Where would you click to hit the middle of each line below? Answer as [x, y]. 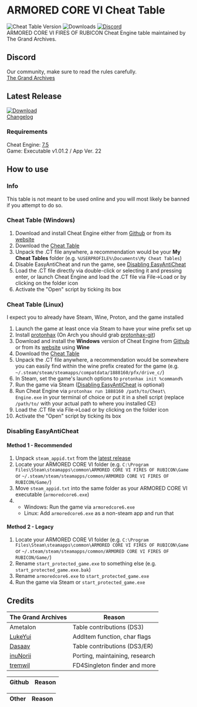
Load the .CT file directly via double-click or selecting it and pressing [98, 270]
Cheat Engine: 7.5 [28, 144]
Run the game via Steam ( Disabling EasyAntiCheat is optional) [90, 385]
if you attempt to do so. [35, 205]
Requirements [27, 132]
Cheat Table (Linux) [35, 304]
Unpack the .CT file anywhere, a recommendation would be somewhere [102, 360]
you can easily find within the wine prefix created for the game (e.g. [97, 366]
